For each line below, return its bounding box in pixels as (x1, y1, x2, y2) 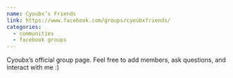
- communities (13, 30, 54, 37)
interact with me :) (6, 63, 60, 72)
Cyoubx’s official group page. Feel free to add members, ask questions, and (6, 56, 227, 64)
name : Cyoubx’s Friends (6, 10, 77, 18)
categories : (6, 23, 42, 30)
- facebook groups (13, 37, 68, 44)
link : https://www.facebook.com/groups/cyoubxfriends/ (6, 17, 171, 24)
